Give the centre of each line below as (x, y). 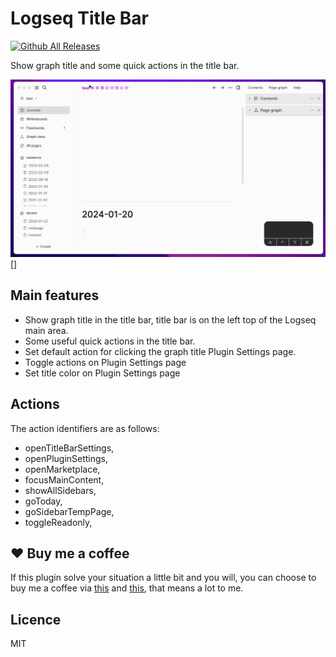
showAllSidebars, (60, 490)
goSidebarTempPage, (69, 511)
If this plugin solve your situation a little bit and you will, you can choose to (163, 578)
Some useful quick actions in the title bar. (110, 341)
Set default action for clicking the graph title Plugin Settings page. (160, 351)
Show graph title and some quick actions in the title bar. (125, 65)
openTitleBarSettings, (69, 448)
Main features (55, 295)
